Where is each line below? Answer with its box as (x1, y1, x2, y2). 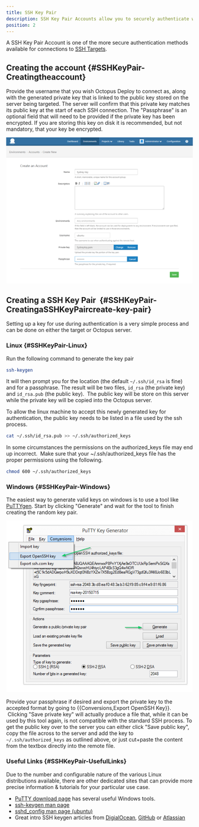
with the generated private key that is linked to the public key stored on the (6, 94, 189, 101)
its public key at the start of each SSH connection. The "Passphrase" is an (6, 107, 187, 114)
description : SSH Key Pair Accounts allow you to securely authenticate (6, 15, 190, 22)
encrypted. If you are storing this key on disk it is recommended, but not (6, 119, 182, 127)
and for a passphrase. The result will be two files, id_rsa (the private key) (6, 384, 185, 392)
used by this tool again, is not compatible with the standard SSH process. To (6, 717, 192, 724)
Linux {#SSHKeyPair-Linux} (6, 342, 88, 350)
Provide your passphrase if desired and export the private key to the (6, 698, 173, 705)
